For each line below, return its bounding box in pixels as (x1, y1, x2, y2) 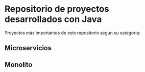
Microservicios (4, 44, 52, 52)
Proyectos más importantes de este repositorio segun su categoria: (4, 30, 141, 36)
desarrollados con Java (4, 14, 102, 25)
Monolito (4, 60, 33, 69)
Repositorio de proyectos (4, 3, 110, 15)
